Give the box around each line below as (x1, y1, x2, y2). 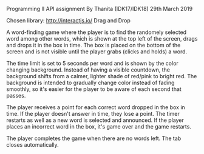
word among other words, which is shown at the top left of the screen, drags (6, 35, 198, 42)
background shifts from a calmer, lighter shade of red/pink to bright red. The (6, 73, 197, 79)
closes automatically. (6, 141, 59, 148)
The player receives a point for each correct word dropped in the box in (6, 104, 185, 111)
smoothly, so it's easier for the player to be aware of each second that (6, 85, 182, 93)
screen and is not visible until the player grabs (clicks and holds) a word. (6, 48, 188, 55)
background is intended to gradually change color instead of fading (6, 79, 175, 86)
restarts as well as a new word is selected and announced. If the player (6, 116, 184, 124)
